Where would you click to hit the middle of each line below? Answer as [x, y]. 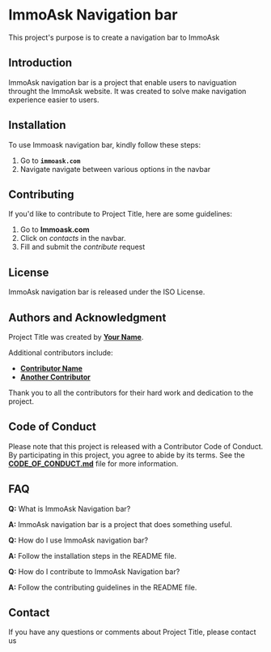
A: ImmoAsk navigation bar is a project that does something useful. [121, 524]
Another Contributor [55, 377]
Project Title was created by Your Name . [76, 337]
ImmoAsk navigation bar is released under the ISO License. [107, 292]
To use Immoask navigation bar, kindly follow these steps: [105, 144]
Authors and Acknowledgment [87, 317]
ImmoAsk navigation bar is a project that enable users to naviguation [123, 82]
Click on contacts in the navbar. [73, 238]
